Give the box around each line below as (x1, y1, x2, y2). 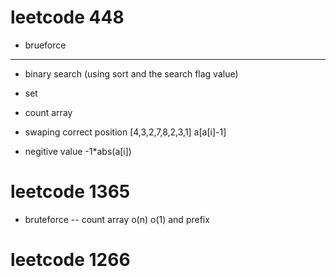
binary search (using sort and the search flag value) (24, 67, 239, 80)
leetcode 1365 (10, 181, 131, 203)
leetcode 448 (10, 6, 125, 29)
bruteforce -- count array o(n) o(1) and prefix (24, 213, 210, 225)
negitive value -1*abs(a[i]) (24, 145, 132, 157)
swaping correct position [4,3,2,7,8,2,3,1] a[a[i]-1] (24, 126, 227, 138)
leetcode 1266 (10, 249, 131, 271)
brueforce (24, 39, 67, 51)
